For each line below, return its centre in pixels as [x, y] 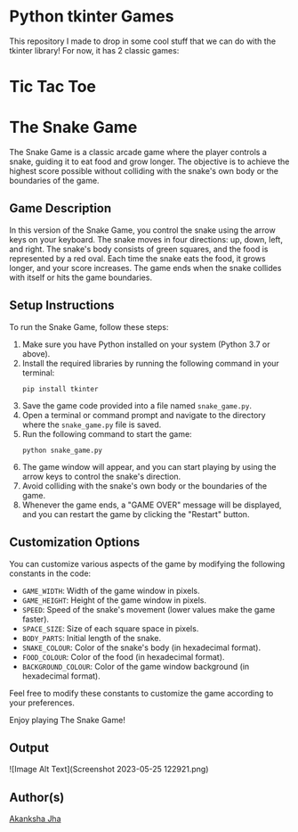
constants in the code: [50, 573]
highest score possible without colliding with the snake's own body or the [144, 171]
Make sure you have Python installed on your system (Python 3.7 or [146, 344]
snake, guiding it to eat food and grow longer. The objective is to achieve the [149, 161]
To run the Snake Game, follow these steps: [89, 326]
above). [36, 353]
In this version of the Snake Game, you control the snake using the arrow [142, 230]
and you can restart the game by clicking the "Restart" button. [136, 514]
